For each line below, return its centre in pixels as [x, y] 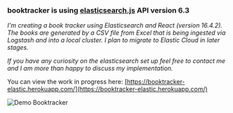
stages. [18, 48]
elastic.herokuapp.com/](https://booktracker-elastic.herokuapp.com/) [107, 89]
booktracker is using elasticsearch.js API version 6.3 [98, 10]
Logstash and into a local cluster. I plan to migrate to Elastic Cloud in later [114, 40]
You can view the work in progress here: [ [67, 82]
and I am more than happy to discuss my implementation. [90, 69]
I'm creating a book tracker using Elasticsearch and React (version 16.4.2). [115, 26]
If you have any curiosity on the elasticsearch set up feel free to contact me [116, 61]
